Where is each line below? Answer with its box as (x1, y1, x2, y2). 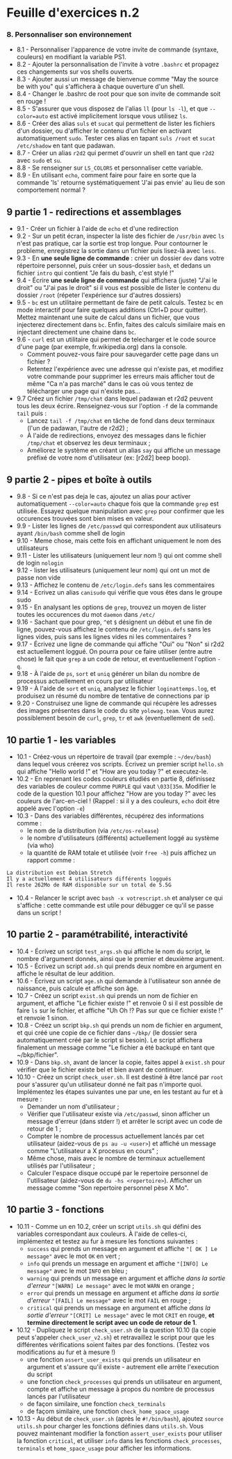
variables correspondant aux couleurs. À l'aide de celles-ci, (16, 1230, 188, 1238)
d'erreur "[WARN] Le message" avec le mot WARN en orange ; (26, 1281, 194, 1289)
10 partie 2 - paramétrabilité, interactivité (6, 928, 188, 940)
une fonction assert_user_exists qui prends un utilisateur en (26, 1355, 201, 1364)
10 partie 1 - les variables (6, 734, 116, 745)
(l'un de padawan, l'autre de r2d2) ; (26, 424, 129, 433)
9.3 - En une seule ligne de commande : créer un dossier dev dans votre (16, 254, 225, 262)
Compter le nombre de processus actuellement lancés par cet (26, 1131, 204, 1140)
